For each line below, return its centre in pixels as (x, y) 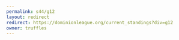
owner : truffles (26, 28)
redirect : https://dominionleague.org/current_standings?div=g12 (89, 22)
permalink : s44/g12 (31, 11)
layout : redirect (28, 17)
